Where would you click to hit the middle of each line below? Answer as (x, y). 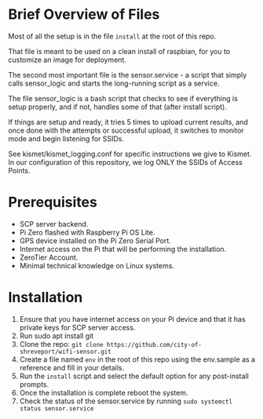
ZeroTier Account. (49, 257)
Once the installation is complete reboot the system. (104, 392)
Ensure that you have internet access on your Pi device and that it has (132, 319)
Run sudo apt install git (57, 336)
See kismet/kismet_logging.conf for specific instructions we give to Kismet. (130, 154)
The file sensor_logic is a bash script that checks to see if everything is (123, 98)
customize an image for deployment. (68, 60)
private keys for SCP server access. (77, 327)
